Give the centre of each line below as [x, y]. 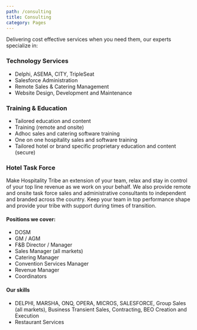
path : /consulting [29, 12]
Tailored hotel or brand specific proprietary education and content [95, 146]
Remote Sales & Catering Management [62, 86]
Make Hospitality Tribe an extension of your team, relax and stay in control [97, 180]
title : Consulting [29, 17]
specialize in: [22, 46]
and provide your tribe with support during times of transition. [81, 206]
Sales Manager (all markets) [49, 251]
